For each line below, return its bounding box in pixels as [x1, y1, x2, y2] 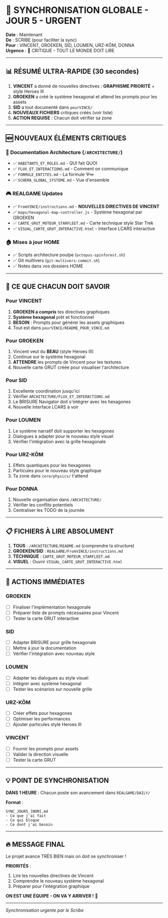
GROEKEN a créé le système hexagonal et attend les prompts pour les [12, 93, 158, 99]
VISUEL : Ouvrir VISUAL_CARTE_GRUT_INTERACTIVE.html [12, 559, 123, 565]
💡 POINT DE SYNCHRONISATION [5, 776, 109, 785]
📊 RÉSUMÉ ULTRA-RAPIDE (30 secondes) [5, 67, 139, 76]
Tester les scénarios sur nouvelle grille [12, 686, 92, 692]
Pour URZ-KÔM [5, 451, 44, 458]
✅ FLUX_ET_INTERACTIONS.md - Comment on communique [12, 166, 129, 172]
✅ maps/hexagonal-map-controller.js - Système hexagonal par [12, 209, 143, 215]
